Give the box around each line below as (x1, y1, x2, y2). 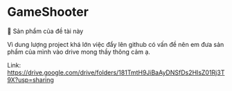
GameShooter (7, 4, 89, 20)
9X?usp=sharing (7, 75, 54, 83)
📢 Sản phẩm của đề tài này (7, 27, 84, 35)
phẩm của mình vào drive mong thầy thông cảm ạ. (7, 48, 151, 56)
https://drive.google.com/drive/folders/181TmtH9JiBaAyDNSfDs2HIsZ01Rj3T (7, 68, 225, 77)
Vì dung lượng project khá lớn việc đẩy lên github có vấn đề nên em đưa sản (7, 40, 224, 48)
